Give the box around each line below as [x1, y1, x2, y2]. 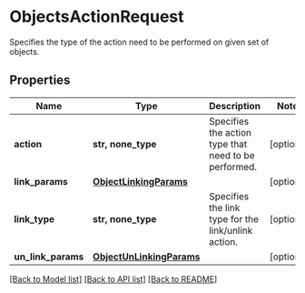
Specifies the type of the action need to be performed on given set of [9, 36, 270, 47]
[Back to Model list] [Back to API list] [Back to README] [9, 273, 218, 284]
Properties [9, 73, 71, 88]
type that [208, 137, 248, 150]
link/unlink [208, 224, 253, 237]
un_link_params [14, 250, 84, 263]
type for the [208, 212, 260, 225]
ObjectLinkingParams [92, 175, 189, 187]
